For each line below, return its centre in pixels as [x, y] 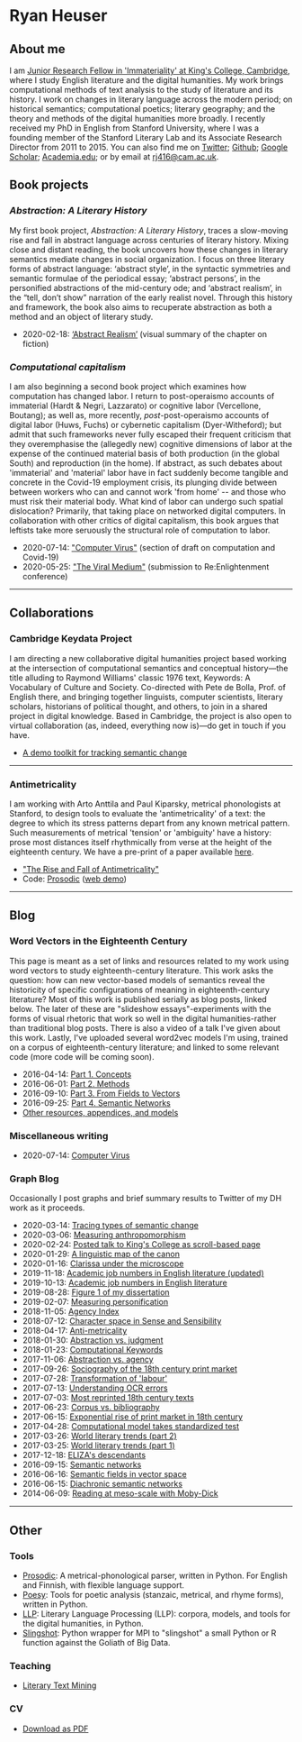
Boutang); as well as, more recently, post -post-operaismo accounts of [139, 415]
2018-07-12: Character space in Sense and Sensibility [122, 1321]
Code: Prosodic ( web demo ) [75, 879]
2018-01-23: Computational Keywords [93, 1350]
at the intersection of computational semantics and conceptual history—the [149, 668]
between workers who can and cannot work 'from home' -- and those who [147, 491]
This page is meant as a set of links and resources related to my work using [149, 961]
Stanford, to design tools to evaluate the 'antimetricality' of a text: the [138, 813]
